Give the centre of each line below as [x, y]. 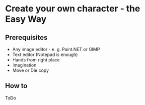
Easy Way [26, 19]
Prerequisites [26, 37]
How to [16, 86]
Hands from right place [36, 60]
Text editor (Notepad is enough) [45, 54]
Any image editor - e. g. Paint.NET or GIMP [56, 49]
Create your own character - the [73, 9]
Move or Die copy [31, 70]
